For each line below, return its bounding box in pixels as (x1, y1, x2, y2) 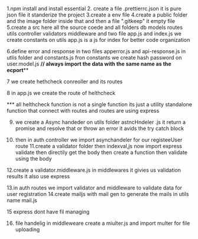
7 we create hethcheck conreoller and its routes (6, 78, 123, 85)
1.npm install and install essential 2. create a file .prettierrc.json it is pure (6, 5, 181, 12)
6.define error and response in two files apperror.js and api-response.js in (6, 48, 186, 55)
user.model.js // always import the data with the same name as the (6, 60, 171, 67)
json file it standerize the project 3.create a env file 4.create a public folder (6, 11, 188, 18)
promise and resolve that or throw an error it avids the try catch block (15, 125, 184, 132)
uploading (15, 226, 40, 233)
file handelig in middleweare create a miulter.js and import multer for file (15, 220, 190, 227)
